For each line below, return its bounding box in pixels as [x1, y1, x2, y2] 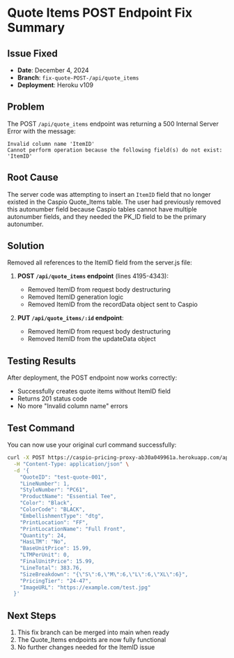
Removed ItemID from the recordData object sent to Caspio [27, 300, 198, 308]
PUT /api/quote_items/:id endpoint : [17, 314, 124, 322]
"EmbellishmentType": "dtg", [19, 512, 104, 519]
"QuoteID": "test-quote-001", [19, 473, 108, 481]
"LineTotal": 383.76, [19, 564, 82, 571]
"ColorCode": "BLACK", [19, 506, 86, 514]
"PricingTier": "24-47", [19, 577, 92, 584]
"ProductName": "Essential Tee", [19, 493, 117, 500]
